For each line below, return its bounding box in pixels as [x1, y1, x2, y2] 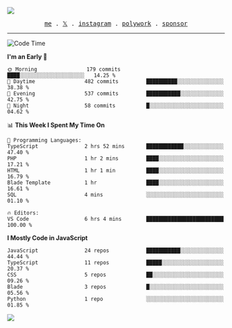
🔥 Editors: [7, 210, 39, 217]
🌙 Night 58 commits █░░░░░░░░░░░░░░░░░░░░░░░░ [7, 102, 224, 109]
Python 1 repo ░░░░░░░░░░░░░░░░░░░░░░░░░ [7, 295, 224, 302]
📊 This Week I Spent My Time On [7, 121, 105, 129]
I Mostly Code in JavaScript [7, 234, 88, 242]
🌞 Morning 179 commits [7, 66, 121, 73]
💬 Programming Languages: [7, 137, 81, 144]
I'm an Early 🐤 [7, 53, 48, 61]
